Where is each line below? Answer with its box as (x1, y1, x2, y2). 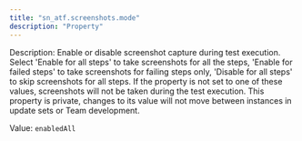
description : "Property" (9, 22, 104, 31)
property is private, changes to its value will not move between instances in (9, 95, 293, 106)
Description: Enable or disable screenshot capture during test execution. (9, 46, 281, 57)
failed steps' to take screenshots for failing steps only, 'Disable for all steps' (9, 65, 293, 77)
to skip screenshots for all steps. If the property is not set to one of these (9, 76, 283, 86)
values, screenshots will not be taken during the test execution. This (9, 86, 265, 96)
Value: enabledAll (9, 122, 76, 133)
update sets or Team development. (9, 105, 140, 116)
